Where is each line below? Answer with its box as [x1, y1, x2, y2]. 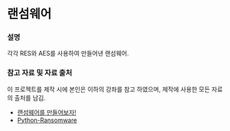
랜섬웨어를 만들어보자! [16, 108, 77, 117]
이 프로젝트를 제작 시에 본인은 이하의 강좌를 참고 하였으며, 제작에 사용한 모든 [7, 85, 211, 93]
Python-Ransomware [16, 116, 78, 124]
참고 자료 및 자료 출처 [7, 68, 72, 78]
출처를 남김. [14, 93, 46, 102]
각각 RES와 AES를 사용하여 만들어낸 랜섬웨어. [7, 49, 129, 58]
